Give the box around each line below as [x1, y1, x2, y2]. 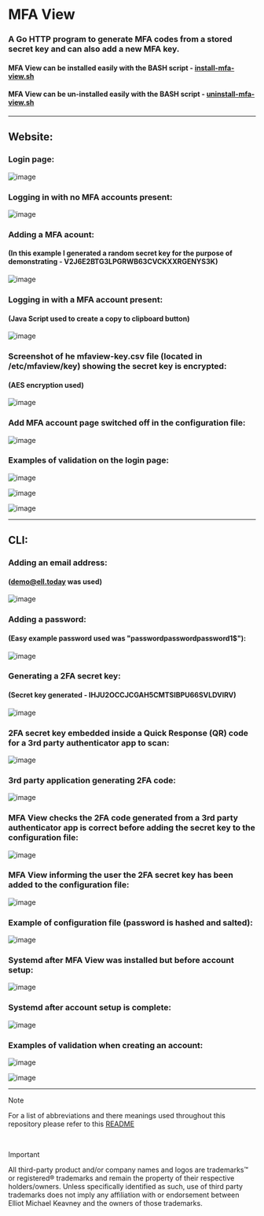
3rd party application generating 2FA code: [8, 775, 177, 786]
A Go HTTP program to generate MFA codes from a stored [8, 34, 233, 45]
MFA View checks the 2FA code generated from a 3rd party [8, 813, 238, 824]
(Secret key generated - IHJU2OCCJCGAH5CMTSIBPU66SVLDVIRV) [8, 690, 237, 700]
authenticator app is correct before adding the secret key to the [8, 822, 255, 833]
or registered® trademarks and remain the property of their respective [8, 1173, 235, 1183]
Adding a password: [8, 614, 86, 625]
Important [8, 1150, 40, 1159]
